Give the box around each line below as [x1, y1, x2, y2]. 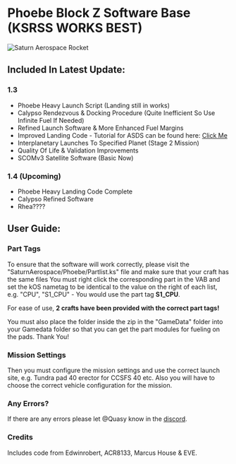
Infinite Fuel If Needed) [17, 116, 85, 124]
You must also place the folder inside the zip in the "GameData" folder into [7, 317, 223, 326]
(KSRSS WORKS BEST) [7, 20, 143, 36]
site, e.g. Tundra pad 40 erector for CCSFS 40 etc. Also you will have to [7, 373, 215, 382]
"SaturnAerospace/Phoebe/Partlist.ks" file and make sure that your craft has [7, 267, 229, 276]
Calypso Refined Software [17, 194, 94, 203]
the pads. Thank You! [7, 332, 69, 340]
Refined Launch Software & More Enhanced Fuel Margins [17, 124, 184, 132]
